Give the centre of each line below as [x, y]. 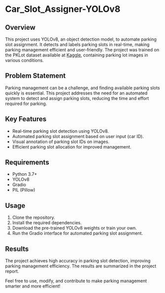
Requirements [27, 163]
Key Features [26, 119]
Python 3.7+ [25, 174]
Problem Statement [35, 76]
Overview [20, 27]
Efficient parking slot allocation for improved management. [72, 146]
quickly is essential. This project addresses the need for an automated [76, 93]
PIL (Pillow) [24, 190]
